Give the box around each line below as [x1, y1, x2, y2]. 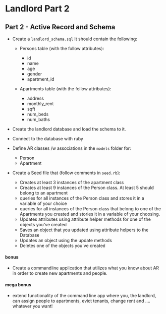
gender [27, 71, 42, 77]
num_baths [27, 117, 50, 122]
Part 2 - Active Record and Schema [5, 23, 115, 31]
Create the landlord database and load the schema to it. [12, 126, 126, 132]
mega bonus [5, 281, 32, 288]
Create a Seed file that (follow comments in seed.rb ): [12, 170, 120, 176]
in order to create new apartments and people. [12, 270, 108, 276]
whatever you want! [12, 303, 53, 309]
